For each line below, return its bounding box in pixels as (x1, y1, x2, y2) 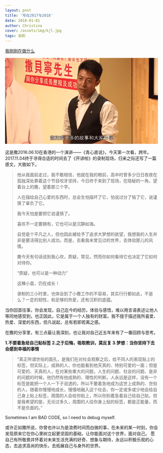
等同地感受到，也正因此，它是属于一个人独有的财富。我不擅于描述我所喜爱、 (5, 313, 158, 319)
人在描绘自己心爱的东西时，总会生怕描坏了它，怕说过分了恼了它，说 (16, 194, 153, 200)
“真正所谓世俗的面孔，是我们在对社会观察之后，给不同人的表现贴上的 (16, 356, 155, 362)
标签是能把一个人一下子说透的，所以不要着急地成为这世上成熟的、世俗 (16, 381, 158, 386)
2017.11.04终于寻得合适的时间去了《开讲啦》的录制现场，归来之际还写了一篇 (5, 155, 157, 161)
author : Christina (5, 23, 42, 28)
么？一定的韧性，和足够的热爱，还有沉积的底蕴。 (16, 297, 115, 303)
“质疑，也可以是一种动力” (16, 270, 68, 276)
